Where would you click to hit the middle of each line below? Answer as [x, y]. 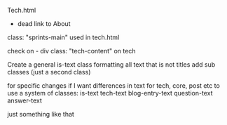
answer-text [25, 100]
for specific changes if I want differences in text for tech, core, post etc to [114, 86]
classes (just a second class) [49, 72]
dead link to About [44, 24]
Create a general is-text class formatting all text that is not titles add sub [111, 65]
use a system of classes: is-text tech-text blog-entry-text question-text [110, 93]
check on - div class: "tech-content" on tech [71, 51]
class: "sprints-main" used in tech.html [63, 37]
